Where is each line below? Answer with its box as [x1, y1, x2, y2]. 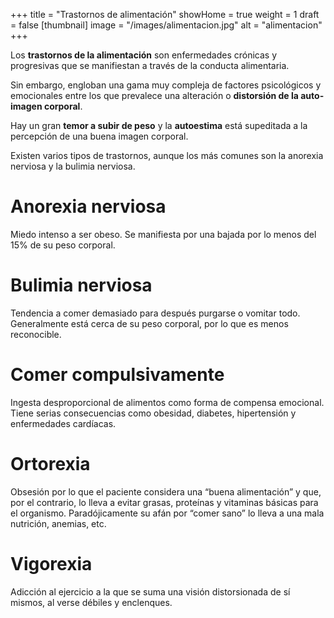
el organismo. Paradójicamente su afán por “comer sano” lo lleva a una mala [10, 507, 325, 519]
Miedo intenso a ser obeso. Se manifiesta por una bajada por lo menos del [10, 228, 317, 240]
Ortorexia [10, 453, 91, 475]
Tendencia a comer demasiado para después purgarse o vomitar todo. [10, 307, 301, 319]
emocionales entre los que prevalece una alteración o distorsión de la [10, 90, 299, 101]
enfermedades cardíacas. [10, 417, 117, 429]
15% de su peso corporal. [10, 239, 116, 251]
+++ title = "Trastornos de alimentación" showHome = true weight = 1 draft [10, 9, 320, 20]
